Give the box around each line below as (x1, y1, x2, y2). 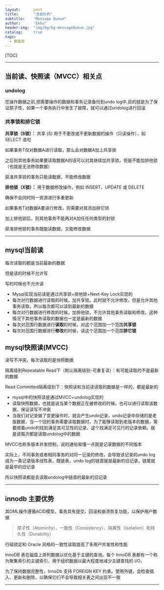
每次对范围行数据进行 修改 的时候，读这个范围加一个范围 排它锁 (12, 328, 137, 334)
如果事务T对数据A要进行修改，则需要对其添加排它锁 (5, 205, 109, 211)
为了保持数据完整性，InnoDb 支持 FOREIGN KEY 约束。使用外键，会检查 (5, 569, 150, 574)
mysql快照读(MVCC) (5, 343, 68, 352)
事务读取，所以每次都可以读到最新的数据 (12, 303, 94, 309)
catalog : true (5, 30, 42, 35)
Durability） (30, 531, 54, 537)
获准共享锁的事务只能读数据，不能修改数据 (5, 174, 91, 180)
